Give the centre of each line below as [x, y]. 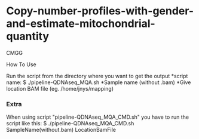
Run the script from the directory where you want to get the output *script [97, 76]
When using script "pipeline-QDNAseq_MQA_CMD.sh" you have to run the [98, 117]
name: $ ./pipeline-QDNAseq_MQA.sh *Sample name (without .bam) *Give [99, 82]
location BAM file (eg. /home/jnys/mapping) [60, 88]
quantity [28, 36]
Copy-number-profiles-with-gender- [100, 11]
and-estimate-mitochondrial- [81, 24]
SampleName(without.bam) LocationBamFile [61, 130]
